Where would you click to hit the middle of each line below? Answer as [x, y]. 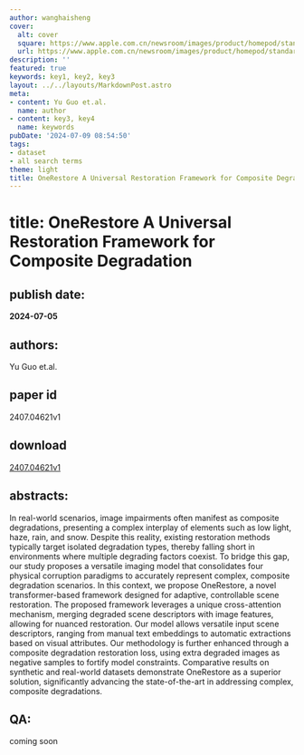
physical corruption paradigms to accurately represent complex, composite [150, 576]
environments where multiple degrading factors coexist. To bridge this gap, [150, 556]
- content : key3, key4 [52, 119]
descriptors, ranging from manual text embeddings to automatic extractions [150, 633]
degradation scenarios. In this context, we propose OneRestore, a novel [143, 585]
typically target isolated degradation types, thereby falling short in [132, 547]
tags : [19, 144]
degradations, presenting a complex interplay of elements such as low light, [151, 528]
